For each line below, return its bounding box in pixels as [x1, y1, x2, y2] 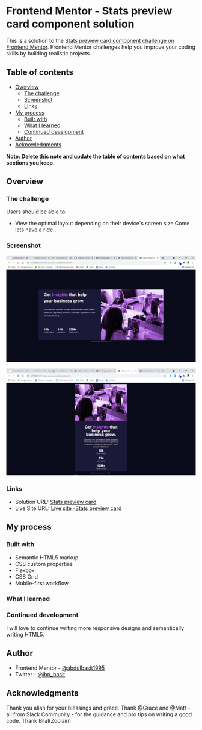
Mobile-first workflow [14, 579, 69, 587]
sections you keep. [6, 159, 55, 166]
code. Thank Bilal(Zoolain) [6, 717, 72, 724]
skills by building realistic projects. [6, 49, 91, 57]
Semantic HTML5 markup [14, 553, 79, 561]
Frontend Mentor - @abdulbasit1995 [14, 664, 105, 672]
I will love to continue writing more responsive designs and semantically [6, 624, 185, 631]
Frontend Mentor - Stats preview [6, 4, 173, 18]
